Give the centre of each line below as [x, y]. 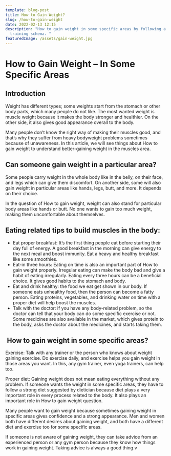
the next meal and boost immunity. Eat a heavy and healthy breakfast [85, 254]
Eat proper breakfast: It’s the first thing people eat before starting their [87, 243]
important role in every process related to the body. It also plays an [76, 396]
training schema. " [31, 34]
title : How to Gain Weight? [35, 15]
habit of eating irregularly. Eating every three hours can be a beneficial [87, 275]
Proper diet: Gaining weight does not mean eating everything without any [82, 379]
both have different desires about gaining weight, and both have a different [84, 422]
